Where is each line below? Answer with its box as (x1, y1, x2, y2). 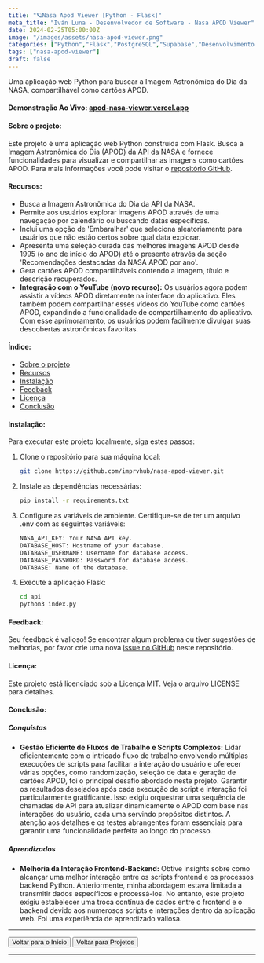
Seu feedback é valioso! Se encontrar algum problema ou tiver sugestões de (8, 635, 256, 644)
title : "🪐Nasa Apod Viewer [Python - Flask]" (8, 11, 163, 20)
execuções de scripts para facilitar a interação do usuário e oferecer (19, 760, 242, 769)
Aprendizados (8, 844, 57, 853)
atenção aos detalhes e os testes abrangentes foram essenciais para (19, 818, 243, 827)
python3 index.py (19, 600, 77, 609)
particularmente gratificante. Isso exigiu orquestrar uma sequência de (19, 793, 246, 802)
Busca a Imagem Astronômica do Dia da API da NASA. (19, 199, 196, 208)
